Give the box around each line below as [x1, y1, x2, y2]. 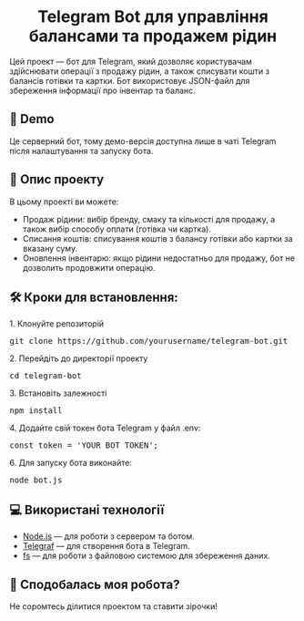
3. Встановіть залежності [9, 388, 107, 398]
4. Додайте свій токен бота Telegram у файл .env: [9, 422, 201, 434]
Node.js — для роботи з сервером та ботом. [22, 531, 196, 542]
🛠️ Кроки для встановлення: [9, 289, 179, 305]
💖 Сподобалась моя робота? [9, 576, 180, 592]
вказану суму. [22, 243, 78, 254]
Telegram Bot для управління [37, 6, 269, 27]
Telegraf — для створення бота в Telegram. [22, 541, 191, 552]
